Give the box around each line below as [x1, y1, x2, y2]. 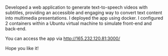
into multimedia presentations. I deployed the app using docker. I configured [5, 15, 163, 21]
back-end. [5, 26, 27, 32]
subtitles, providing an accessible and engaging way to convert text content [5, 10, 162, 16]
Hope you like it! [5, 45, 39, 51]
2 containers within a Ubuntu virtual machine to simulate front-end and [5, 20, 152, 26]
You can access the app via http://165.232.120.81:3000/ [5, 35, 120, 41]
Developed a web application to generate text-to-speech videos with [5, 5, 148, 10]
